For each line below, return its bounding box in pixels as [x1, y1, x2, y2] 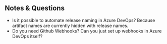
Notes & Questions [5, 4, 65, 12]
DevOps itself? [12, 33, 43, 39]
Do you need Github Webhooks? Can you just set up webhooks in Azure [12, 27, 162, 34]
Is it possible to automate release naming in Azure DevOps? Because [12, 17, 155, 23]
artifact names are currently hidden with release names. [12, 22, 129, 28]
